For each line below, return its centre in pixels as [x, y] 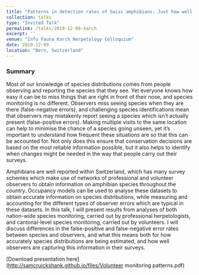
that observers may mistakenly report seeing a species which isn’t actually [97, 116]
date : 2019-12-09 [28, 45]
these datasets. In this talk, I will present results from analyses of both [91, 210]
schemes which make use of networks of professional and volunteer [90, 178]
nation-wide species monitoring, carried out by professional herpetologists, [99, 216]
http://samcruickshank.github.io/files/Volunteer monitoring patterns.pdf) [97, 265]
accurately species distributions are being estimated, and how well [88, 241]
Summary [21, 71]
